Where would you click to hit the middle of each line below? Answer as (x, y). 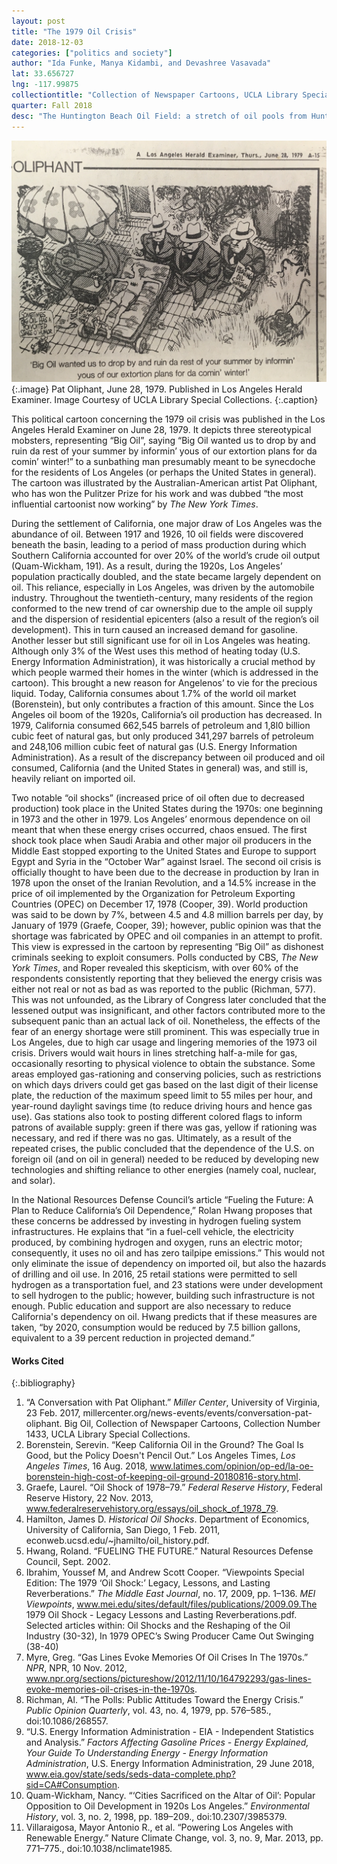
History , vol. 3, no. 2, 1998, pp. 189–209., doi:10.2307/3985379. (156, 1817)
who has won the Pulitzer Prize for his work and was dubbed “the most (157, 494)
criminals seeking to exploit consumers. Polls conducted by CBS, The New (165, 957)
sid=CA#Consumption (71, 1785)
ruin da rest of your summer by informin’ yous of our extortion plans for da (164, 451)
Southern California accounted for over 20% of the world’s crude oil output (166, 556)
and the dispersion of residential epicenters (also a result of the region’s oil (165, 619)
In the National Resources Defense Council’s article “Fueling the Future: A (162, 1200)
